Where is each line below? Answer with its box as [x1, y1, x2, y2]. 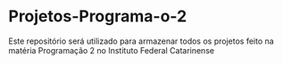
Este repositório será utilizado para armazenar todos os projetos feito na [8, 36, 274, 46]
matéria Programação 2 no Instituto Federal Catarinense [8, 45, 215, 55]
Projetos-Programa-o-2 [8, 6, 187, 27]
